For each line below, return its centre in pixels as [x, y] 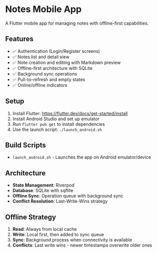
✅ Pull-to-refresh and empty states [49, 79]
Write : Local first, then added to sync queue [58, 234]
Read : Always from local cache [44, 229]
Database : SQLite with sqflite [43, 191]
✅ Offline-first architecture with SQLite [52, 68]
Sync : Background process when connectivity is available [72, 240]
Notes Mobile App [43, 9]
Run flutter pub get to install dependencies [59, 124]
